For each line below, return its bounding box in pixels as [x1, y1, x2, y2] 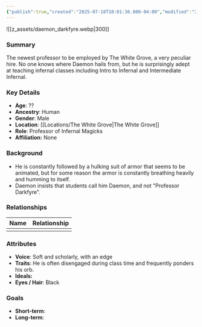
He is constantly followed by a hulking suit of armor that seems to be [14, 163, 185, 170]
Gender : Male [14, 115, 50, 122]
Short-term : [14, 308, 46, 315]
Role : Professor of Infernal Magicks [14, 128, 103, 135]
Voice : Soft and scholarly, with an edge [14, 254, 113, 261]
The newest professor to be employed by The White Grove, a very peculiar [6, 54, 191, 61]
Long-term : [14, 314, 44, 321]
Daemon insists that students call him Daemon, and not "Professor [14, 182, 180, 189]
